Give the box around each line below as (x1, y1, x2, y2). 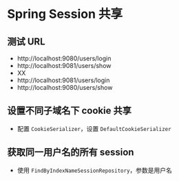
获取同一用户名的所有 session (7, 147, 134, 158)
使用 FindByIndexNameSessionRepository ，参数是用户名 (17, 166, 172, 174)
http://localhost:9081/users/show (17, 62, 112, 69)
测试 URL (7, 36, 46, 47)
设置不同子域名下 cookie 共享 (7, 105, 132, 117)
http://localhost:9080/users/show (17, 84, 113, 91)
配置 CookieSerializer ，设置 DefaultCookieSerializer (17, 124, 171, 132)
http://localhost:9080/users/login (17, 54, 112, 62)
